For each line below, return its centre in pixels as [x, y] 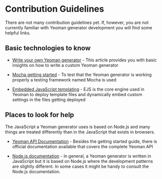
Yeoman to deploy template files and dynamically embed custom [77, 94]
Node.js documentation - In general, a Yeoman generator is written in [81, 156]
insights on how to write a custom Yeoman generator [65, 65]
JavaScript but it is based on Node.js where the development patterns [82, 161]
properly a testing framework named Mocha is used [64, 80]
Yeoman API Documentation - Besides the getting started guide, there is [84, 141]
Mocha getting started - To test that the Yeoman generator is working [82, 75]
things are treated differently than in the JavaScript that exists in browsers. [80, 132]
